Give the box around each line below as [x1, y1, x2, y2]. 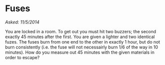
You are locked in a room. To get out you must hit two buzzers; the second [5, 28, 157, 34]
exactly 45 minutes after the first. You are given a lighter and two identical [5, 34, 155, 40]
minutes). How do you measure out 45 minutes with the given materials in [5, 49, 155, 55]
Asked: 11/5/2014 [5, 19, 39, 25]
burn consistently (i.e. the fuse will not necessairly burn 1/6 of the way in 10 [5, 44, 159, 50]
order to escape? [5, 54, 40, 60]
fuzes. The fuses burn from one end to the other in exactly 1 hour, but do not [5, 39, 160, 44]
